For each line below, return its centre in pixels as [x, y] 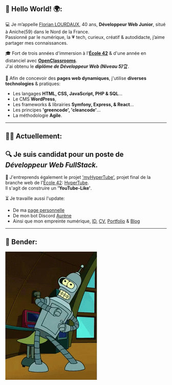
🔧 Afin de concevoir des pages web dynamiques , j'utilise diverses [76, 78]
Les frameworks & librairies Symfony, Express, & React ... [73, 104]
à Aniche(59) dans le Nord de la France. [47, 32]
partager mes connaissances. [37, 43]
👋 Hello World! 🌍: [34, 9]
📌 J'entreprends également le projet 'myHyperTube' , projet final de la [78, 177]
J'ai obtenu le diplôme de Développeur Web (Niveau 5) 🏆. [67, 66]
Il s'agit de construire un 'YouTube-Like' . [49, 188]
